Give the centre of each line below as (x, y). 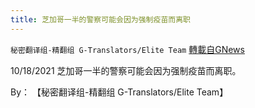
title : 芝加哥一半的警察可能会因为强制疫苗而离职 (100, 19)
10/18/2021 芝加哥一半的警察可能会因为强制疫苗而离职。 (126, 70)
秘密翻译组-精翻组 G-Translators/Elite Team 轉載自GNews (127, 49)
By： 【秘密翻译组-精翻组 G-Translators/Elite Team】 (119, 92)
